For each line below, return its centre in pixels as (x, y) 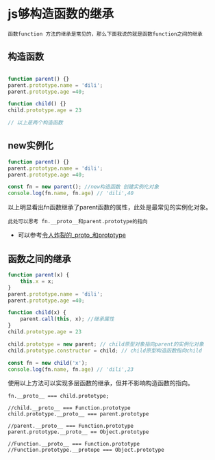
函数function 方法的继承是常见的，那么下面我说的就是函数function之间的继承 (105, 34)
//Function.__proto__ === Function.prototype (74, 444)
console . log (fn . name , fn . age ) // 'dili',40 (71, 193)
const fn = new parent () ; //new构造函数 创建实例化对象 (84, 187)
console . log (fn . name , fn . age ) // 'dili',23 (71, 369)
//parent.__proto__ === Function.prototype (71, 426)
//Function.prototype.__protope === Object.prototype (86, 450)
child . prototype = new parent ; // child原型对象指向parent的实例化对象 (106, 344)
